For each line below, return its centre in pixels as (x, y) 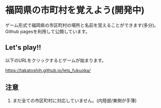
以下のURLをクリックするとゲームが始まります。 (56, 60)
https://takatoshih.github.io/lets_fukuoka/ (48, 70)
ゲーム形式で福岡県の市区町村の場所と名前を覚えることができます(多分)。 (82, 25)
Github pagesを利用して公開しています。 (47, 31)
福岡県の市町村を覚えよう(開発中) (75, 10)
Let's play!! (23, 47)
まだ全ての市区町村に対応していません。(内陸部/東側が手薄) (75, 100)
